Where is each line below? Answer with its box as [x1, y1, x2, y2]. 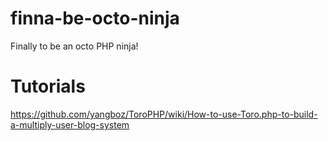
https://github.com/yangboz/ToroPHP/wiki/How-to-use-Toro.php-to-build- [10, 108, 318, 120]
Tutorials [10, 75, 86, 98]
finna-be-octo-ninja [10, 7, 180, 30]
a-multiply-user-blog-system [10, 118, 130, 131]
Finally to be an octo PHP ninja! [10, 40, 139, 52]
